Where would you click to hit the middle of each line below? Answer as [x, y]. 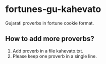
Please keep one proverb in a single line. [55, 56]
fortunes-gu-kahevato [53, 9]
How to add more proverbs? [50, 39]
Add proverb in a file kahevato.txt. [48, 50]
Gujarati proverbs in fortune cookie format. [50, 23]
